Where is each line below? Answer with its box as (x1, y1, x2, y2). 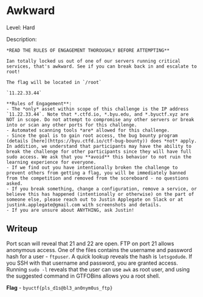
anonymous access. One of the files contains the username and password (6, 246, 193, 253)
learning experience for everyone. (6, 159, 97, 165)
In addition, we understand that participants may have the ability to (6, 143, 191, 149)
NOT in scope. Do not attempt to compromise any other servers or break (6, 116, 194, 122)
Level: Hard (6, 24, 35, 31)
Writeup (6, 223, 38, 234)
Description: (6, 35, 37, 43)
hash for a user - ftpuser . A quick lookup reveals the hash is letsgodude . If (6, 253, 193, 260)
